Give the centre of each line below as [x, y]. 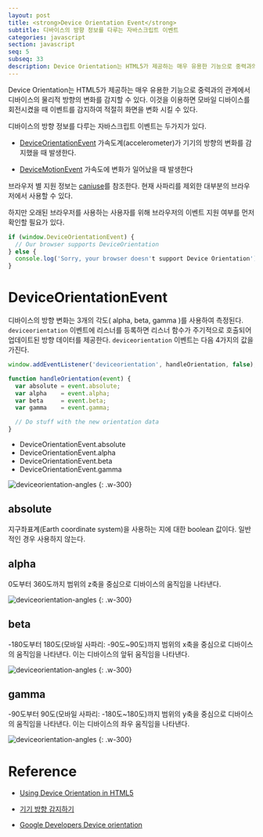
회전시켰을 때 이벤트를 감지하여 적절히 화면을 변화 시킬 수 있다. [103, 109]
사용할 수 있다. [50, 195]
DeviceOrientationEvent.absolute [72, 445]
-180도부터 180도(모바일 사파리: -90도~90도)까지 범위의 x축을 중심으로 [117, 644]
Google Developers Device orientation [81, 825]
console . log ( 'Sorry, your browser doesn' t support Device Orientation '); [138, 259]
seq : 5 [19, 52]
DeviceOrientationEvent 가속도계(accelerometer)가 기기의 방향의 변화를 [131, 143]
